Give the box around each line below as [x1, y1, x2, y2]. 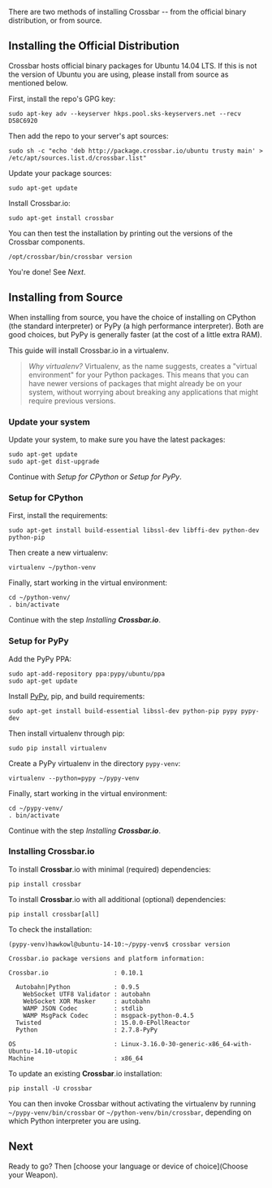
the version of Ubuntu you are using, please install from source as [8, 69, 229, 79]
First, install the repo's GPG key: [8, 94, 116, 103]
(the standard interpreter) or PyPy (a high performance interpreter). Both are [8, 321, 264, 331]
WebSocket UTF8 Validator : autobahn [23, 990, 151, 998]
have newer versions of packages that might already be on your [28, 378, 242, 388]
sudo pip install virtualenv [8, 744, 107, 752]
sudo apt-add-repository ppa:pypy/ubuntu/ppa [8, 670, 165, 678]
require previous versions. [28, 395, 116, 406]
